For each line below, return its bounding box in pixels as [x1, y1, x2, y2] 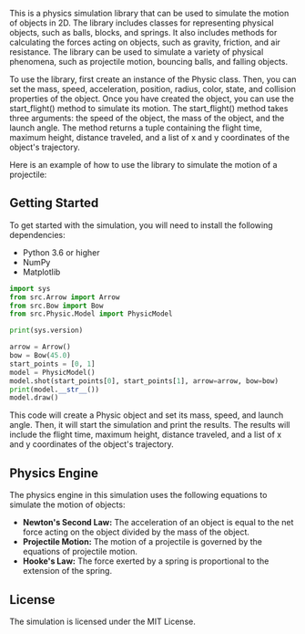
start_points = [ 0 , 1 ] [9, 359, 96, 369]
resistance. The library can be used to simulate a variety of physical [9, 47, 264, 57]
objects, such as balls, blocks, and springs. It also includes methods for [9, 27, 278, 37]
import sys [9, 284, 51, 293]
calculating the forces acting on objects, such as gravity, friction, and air [9, 36, 280, 47]
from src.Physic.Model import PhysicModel [9, 309, 173, 318]
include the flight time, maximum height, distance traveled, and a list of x [9, 429, 282, 441]
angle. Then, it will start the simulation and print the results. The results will [9, 420, 290, 431]
